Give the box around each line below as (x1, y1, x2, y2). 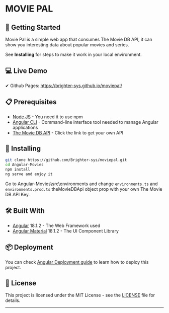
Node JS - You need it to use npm (12, 114, 83, 120)
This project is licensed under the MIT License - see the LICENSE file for (5, 292, 155, 298)
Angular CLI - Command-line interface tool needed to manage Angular (12, 119, 158, 125)
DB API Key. (5, 191, 30, 197)
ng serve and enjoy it (5, 172, 53, 177)
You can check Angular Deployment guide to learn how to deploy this (5, 259, 149, 265)
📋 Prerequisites (5, 98, 57, 106)
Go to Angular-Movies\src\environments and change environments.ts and (5, 181, 158, 187)
